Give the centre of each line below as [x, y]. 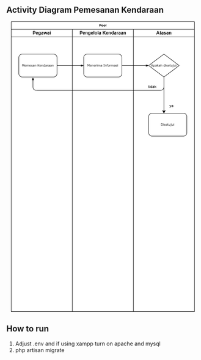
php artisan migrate [40, 350]
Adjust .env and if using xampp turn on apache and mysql [88, 344]
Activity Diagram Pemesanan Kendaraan [85, 10]
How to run [28, 329]
